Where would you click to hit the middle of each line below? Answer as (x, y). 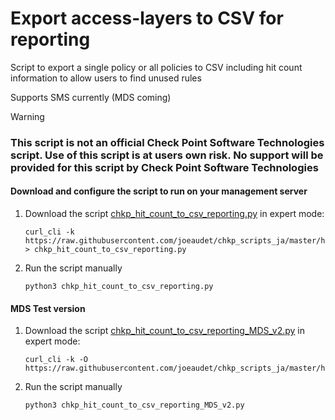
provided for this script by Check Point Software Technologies (164, 167)
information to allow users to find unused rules (106, 78)
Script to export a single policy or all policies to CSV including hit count (156, 67)
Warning (27, 116)
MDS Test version (48, 308)
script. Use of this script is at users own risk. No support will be (167, 155)
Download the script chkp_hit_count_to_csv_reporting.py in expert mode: (174, 214)
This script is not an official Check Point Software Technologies (167, 142)
